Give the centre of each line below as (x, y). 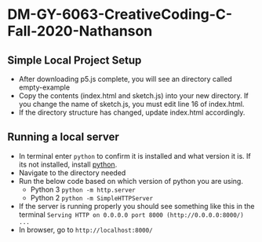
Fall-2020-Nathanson (80, 31)
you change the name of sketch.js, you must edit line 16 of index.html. (131, 104)
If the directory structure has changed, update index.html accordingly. (132, 112)
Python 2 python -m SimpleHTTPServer (92, 197)
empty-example (44, 87)
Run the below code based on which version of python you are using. (131, 181)
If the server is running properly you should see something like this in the (136, 206)
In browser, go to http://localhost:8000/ (86, 229)
